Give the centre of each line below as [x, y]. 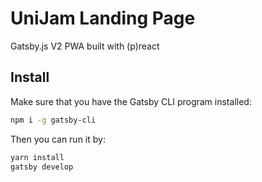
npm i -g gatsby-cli [53, 120]
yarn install [37, 157]
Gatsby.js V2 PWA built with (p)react [85, 46]
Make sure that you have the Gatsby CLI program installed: [131, 101]
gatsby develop [42, 167]
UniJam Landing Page [103, 18]
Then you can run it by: [58, 139]
